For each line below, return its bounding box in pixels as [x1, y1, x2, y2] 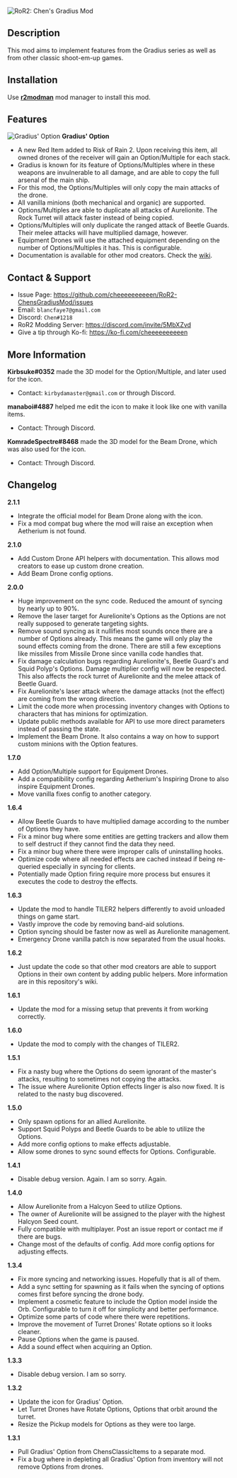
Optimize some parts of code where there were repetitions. [17, 1312, 190, 1321]
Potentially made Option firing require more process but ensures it [17, 870, 211, 878]
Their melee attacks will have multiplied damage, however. [17, 229, 189, 237]
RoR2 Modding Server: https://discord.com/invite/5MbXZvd [17, 321, 192, 329]
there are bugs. [17, 1232, 62, 1241]
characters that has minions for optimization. [17, 709, 149, 718]
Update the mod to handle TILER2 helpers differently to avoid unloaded [17, 904, 225, 913]
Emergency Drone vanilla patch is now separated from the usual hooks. [17, 935, 226, 943]
